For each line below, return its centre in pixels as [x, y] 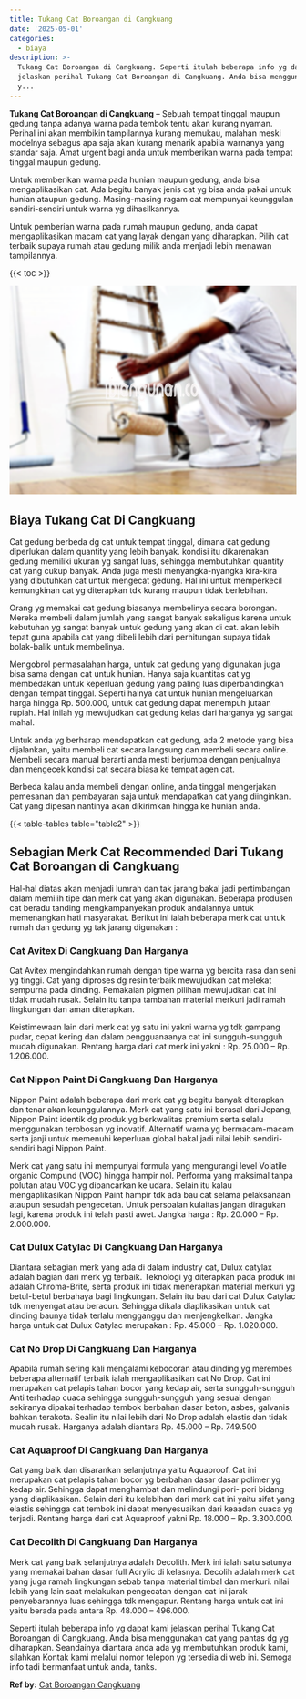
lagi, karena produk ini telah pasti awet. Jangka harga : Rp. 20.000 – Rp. [144, 1214]
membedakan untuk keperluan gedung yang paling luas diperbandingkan [147, 684]
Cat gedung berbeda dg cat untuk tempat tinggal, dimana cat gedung [140, 542]
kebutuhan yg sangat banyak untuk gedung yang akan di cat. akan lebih [144, 628]
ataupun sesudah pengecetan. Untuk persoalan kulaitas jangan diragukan [148, 1204]
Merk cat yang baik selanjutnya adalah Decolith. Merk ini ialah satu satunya [151, 1561]
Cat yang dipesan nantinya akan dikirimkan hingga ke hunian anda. [135, 806]
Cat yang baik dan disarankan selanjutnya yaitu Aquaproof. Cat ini [133, 1470]
